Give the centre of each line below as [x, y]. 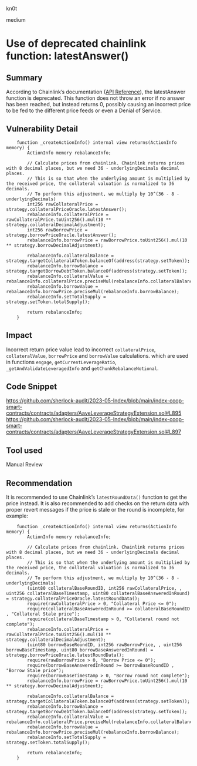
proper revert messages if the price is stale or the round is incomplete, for [95, 510]
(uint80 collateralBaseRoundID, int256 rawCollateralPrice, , [105, 589]
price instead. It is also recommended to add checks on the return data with [98, 503]
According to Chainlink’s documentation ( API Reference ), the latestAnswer [96, 92]
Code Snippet [32, 387]
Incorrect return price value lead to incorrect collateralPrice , [81, 350]
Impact [19, 335]
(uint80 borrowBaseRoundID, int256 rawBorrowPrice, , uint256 [105, 645]
